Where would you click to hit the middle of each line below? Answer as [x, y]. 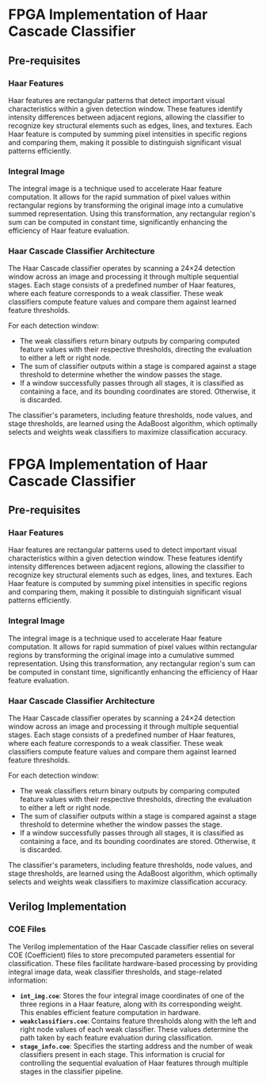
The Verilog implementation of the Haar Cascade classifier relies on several [131, 946]
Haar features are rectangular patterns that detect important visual [117, 100]
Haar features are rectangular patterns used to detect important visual [123, 550]
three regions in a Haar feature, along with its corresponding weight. [131, 1004]
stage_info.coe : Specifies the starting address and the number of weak [136, 1046]
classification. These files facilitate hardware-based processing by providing [133, 963]
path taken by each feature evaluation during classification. [116, 1037]
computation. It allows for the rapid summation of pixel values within [120, 197]
